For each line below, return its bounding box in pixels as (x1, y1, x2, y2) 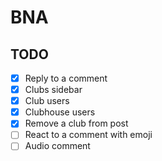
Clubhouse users (24, 106, 96, 118)
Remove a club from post (24, 117, 129, 130)
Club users (24, 95, 70, 107)
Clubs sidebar (24, 84, 83, 96)
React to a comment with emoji (24, 129, 153, 141)
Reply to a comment (24, 72, 108, 84)
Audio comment (24, 140, 91, 152)
